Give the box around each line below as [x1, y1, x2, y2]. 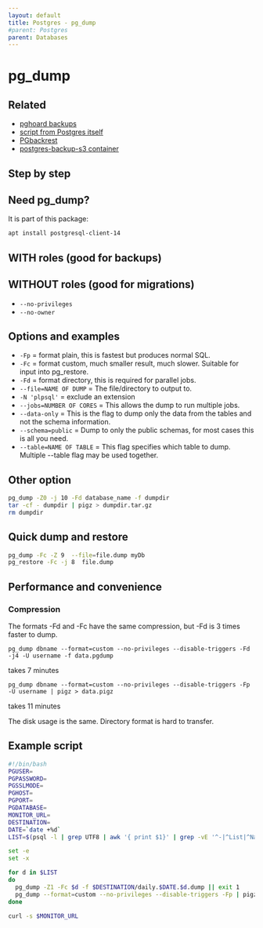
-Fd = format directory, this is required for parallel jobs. [19, 376, 197, 385]
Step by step [8, 166, 71, 180]
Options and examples [8, 329, 120, 343]
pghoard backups [19, 119, 77, 129]
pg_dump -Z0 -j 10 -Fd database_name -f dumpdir [8, 494, 170, 502]
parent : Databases [8, 33, 68, 42]
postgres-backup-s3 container [19, 144, 119, 154]
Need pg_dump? [8, 194, 90, 207]
